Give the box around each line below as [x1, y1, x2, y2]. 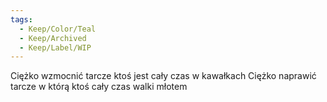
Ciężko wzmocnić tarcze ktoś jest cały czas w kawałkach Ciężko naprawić [10, 70, 317, 82]
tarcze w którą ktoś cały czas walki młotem [10, 81, 188, 93]
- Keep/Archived [19, 33, 87, 43]
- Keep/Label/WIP [19, 42, 92, 53]
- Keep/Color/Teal [19, 24, 97, 34]
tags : [10, 14, 33, 25]
